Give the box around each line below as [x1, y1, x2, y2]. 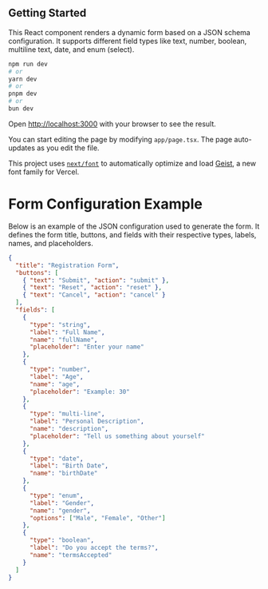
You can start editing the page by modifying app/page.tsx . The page [8, 134, 233, 144]
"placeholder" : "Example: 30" [29, 388, 130, 396]
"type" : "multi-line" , [29, 410, 105, 418]
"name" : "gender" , [29, 507, 91, 515]
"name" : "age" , [29, 380, 81, 388]
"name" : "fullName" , [29, 336, 98, 344]
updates [8, 143, 36, 153]
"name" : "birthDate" [29, 469, 98, 478]
